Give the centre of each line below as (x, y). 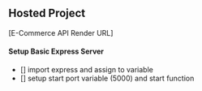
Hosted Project (47, 13)
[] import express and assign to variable (87, 70)
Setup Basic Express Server (56, 51)
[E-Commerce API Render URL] (61, 32)
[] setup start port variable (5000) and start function (107, 78)
